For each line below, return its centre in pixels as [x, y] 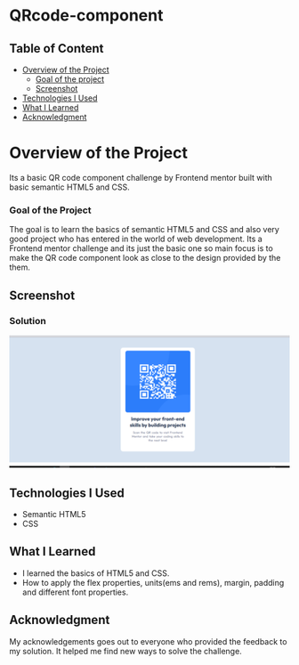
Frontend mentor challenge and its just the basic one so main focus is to [141, 248]
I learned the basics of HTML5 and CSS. [96, 573]
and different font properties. [75, 592]
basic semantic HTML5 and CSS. [70, 187]
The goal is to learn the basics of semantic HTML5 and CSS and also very [145, 230]
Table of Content [57, 49]
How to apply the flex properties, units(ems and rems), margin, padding [153, 582]
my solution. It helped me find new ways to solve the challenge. [125, 651]
